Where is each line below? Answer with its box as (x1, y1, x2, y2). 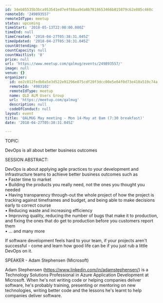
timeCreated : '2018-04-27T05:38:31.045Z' (5, 35, 91, 39)
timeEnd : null (5, 30, 34, 35)
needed (5, 187, 20, 193)
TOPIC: (5, 138, 19, 143)
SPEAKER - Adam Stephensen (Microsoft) (5, 257, 89, 263)
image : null (5, 66, 29, 71)
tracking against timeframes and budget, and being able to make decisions (5, 197, 155, 203)
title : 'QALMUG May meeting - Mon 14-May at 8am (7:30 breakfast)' (5, 115, 145, 121)
